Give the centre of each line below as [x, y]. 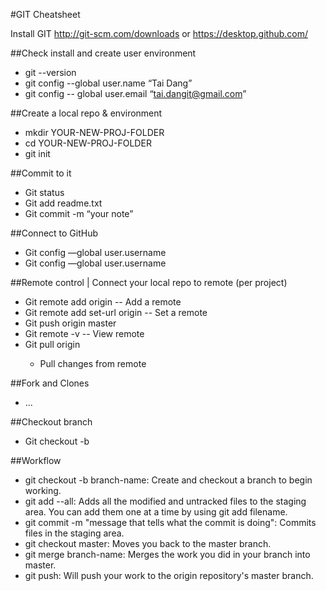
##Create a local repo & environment [86, 113]
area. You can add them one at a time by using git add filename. [156, 512]
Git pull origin [52, 344]
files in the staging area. [74, 533]
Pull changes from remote [93, 363]
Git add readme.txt [63, 203]
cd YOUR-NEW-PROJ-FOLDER [88, 143]
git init [37, 153]
